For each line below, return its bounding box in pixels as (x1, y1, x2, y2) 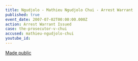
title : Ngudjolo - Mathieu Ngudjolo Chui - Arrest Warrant (5, 7, 133, 13)
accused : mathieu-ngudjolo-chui (5, 31, 74, 36)
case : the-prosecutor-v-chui (5, 26, 67, 32)
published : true (5, 12, 40, 17)
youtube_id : (5, 36, 31, 41)
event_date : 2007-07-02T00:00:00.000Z (5, 17, 88, 22)
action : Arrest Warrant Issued (5, 21, 72, 27)
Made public (5, 49, 32, 56)
